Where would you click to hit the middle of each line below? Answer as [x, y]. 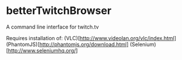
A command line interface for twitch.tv [53, 27]
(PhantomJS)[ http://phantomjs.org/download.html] [68, 44]
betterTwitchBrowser [59, 11]
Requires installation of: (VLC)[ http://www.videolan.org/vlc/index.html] [91, 38]
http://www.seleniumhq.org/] [43, 50]
